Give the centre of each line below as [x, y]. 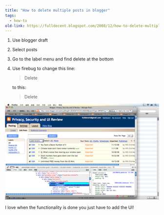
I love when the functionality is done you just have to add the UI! [70, 208]
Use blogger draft [30, 40]
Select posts [25, 50]
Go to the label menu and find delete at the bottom [63, 59]
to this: [19, 87]
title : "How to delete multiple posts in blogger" [58, 10]
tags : [10, 15]
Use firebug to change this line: [44, 69]
